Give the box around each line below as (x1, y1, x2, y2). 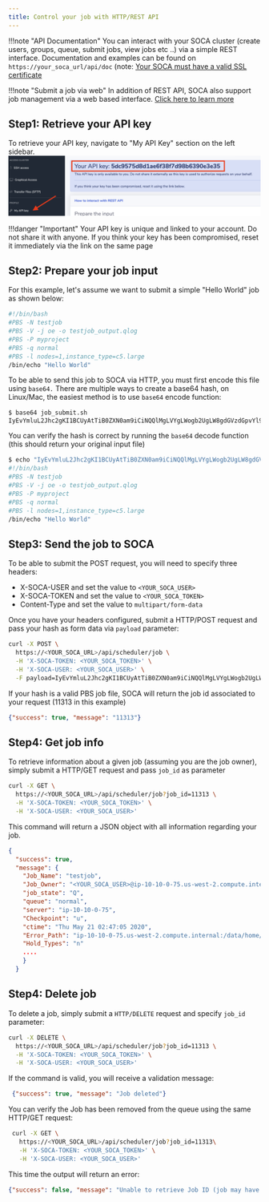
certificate (8, 70, 42, 79)
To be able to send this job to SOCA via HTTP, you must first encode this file (8, 375, 260, 385)
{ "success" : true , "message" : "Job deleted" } (11, 1090, 167, 1098)
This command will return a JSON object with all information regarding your (8, 821, 258, 831)
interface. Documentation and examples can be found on (8, 53, 196, 63)
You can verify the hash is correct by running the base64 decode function (8, 431, 250, 441)
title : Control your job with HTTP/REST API (8, 13, 159, 21)
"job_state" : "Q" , (22, 889, 84, 897)
